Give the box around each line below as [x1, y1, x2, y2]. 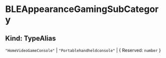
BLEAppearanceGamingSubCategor [5, 3, 159, 15]
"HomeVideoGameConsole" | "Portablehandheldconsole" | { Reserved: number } [5, 47, 161, 53]
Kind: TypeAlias [5, 34, 56, 42]
